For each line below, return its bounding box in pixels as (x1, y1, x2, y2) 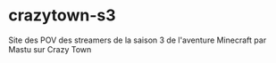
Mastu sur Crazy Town (8, 43, 92, 54)
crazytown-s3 (8, 5, 116, 26)
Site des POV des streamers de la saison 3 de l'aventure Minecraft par (8, 35, 267, 45)
